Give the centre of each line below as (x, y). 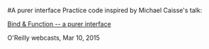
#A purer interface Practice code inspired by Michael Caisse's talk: (105, 10)
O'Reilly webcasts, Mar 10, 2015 (54, 38)
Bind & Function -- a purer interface (59, 24)
